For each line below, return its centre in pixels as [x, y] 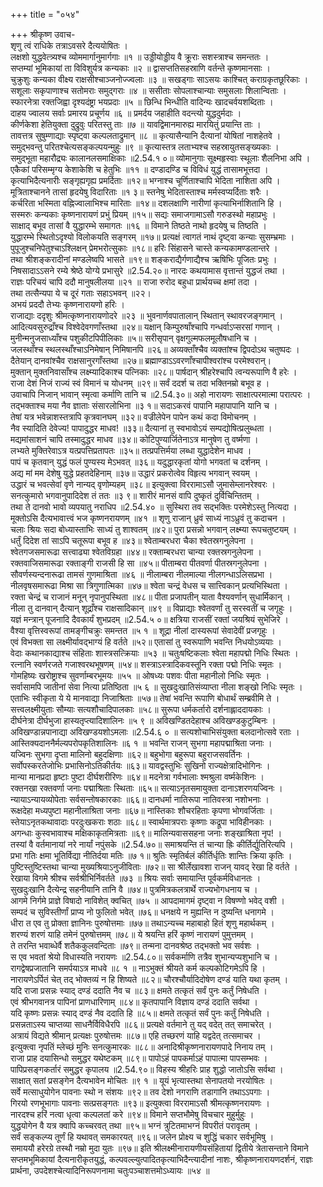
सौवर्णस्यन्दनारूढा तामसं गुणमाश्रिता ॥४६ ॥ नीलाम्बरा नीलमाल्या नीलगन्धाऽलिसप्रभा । [141, 574]
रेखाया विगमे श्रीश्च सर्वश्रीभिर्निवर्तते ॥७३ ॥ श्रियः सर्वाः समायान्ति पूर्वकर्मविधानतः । [136, 878]
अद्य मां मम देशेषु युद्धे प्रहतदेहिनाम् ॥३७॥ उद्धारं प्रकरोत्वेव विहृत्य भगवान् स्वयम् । [134, 473]
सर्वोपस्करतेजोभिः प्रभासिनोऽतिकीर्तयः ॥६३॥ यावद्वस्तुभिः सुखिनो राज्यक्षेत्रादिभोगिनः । [140, 765]
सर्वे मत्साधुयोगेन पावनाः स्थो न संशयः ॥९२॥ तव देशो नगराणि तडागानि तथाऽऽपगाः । [140, 1092]
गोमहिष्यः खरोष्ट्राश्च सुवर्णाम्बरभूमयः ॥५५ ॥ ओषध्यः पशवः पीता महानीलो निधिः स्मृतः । [140, 675]
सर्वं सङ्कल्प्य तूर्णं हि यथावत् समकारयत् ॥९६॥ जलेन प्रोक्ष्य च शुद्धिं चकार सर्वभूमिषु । [142, 1137]
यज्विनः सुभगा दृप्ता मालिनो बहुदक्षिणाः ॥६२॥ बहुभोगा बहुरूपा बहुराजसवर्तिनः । [130, 754]
